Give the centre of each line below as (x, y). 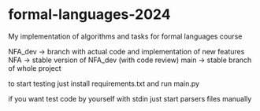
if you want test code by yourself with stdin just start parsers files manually (130, 98)
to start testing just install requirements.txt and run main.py (104, 83)
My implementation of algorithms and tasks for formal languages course (125, 36)
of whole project (35, 68)
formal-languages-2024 (89, 15)
